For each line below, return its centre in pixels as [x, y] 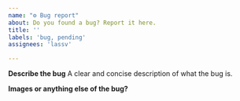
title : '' [24, 30]
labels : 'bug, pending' [47, 37]
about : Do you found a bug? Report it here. [82, 23]
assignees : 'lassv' [40, 45]
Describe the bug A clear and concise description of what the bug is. [120, 74]
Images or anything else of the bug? [68, 89]
